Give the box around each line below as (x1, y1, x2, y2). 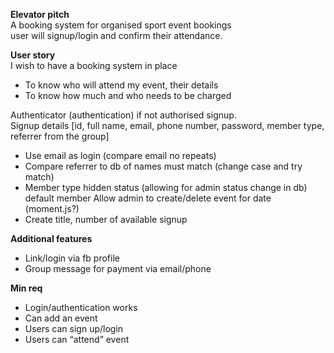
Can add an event (24, 312, 98, 324)
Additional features (10, 233, 93, 244)
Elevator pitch (10, 9, 70, 20)
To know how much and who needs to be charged (24, 90, 232, 101)
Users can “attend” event (24, 334, 130, 345)
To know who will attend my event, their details (24, 79, 219, 91)
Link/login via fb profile (24, 252, 120, 264)
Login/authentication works (24, 302, 138, 313)
